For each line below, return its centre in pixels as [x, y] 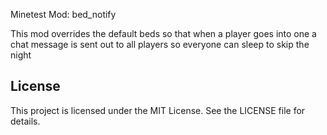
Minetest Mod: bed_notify [63, 14]
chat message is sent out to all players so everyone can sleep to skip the [160, 44]
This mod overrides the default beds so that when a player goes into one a [163, 33]
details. [25, 121]
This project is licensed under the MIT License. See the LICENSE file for [158, 110]
